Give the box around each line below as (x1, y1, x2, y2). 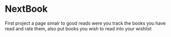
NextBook (5, 3, 48, 15)
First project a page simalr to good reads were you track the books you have (5, 20, 166, 26)
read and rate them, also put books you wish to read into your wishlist (5, 25, 152, 31)
